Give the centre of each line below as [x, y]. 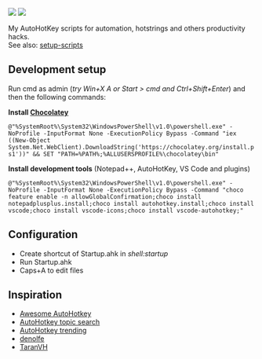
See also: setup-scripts [46, 45]
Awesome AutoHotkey [55, 313]
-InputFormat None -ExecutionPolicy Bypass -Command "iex [140, 134]
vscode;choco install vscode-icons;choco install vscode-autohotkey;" [126, 211]
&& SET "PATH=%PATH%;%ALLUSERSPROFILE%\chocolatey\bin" [126, 154]
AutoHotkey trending [53, 331]
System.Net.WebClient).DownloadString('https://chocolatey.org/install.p [131, 147]
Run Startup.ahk [45, 262]
